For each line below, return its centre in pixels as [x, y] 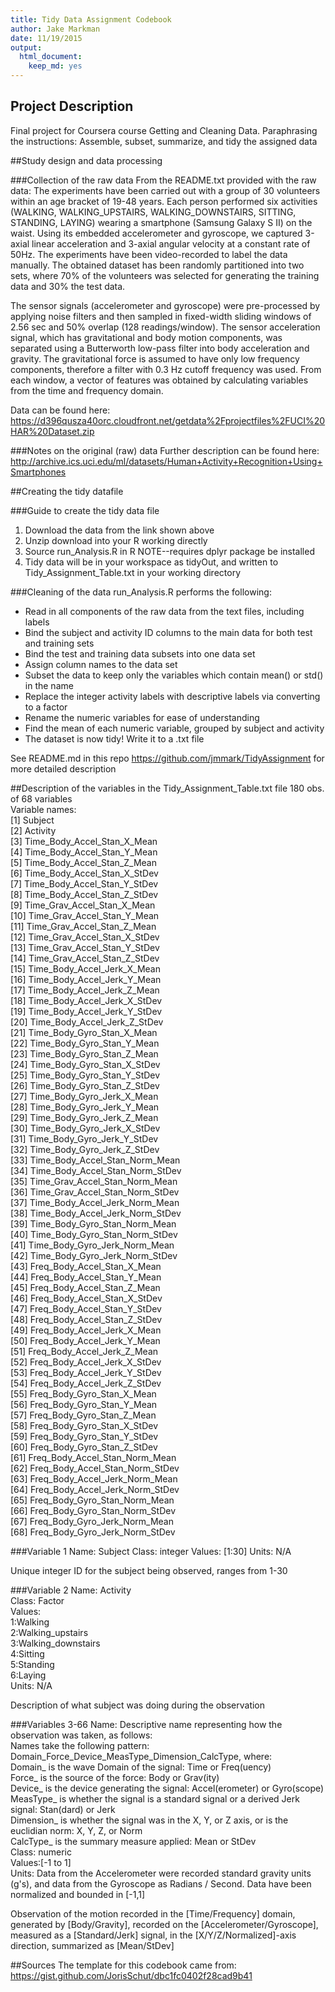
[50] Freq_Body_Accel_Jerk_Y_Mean [85, 1340]
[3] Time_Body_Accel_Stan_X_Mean [84, 841]
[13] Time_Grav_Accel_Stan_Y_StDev [85, 947]
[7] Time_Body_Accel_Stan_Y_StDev [84, 883]
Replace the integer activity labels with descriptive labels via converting [172, 696]
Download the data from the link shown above [119, 530]
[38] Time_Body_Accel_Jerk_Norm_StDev [96, 1213]
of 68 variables [41, 798]
